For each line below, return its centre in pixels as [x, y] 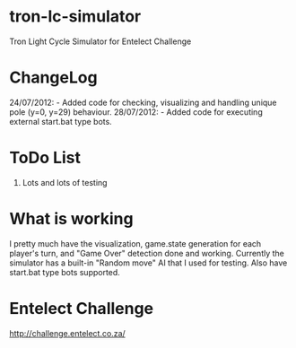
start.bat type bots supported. [65, 272]
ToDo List [45, 158]
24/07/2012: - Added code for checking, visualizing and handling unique [143, 102]
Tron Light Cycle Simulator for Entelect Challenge [100, 41]
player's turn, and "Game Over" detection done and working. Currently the [147, 253]
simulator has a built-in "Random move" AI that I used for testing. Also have [148, 263]
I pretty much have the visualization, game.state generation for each [135, 243]
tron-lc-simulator [75, 17]
